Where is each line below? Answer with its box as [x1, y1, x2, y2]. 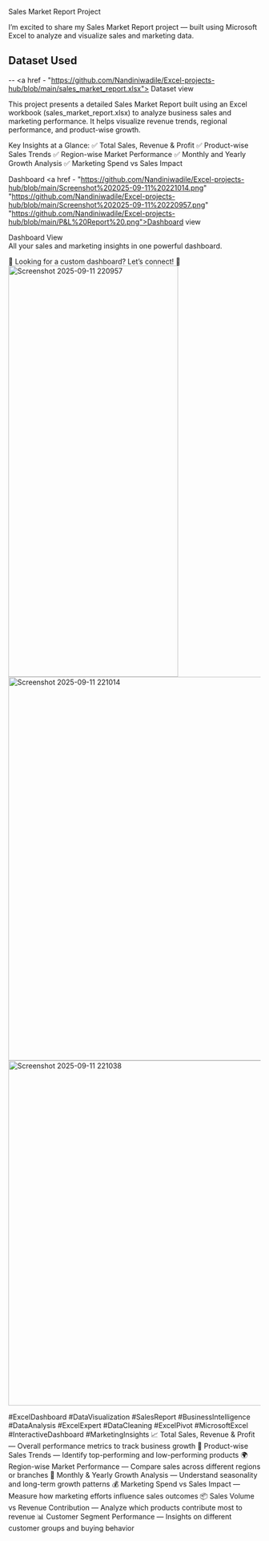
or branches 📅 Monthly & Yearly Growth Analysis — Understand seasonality [8, 1470, 258, 1479]
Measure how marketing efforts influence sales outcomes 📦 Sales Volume [8, 1491, 255, 1501]
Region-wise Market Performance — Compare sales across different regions [8, 1462, 261, 1471]
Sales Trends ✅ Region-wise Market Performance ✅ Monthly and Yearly [8, 149, 247, 159]
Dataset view [151, 83, 194, 93]
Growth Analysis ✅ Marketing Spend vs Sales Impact [8, 158, 183, 167]
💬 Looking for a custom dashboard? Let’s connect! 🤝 [8, 256, 181, 266]
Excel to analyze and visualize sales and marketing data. [8, 31, 195, 40]
